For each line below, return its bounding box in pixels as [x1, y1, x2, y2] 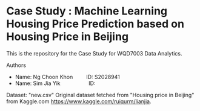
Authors [6, 62, 26, 69]
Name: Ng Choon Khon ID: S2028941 [15, 73, 120, 80]
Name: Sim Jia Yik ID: [15, 80, 96, 87]
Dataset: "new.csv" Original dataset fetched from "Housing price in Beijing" [6, 91, 195, 98]
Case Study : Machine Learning [6, 4, 168, 18]
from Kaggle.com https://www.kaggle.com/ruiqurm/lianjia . [6, 98, 152, 105]
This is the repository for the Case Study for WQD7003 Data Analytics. [6, 49, 183, 57]
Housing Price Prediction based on [6, 17, 185, 31]
